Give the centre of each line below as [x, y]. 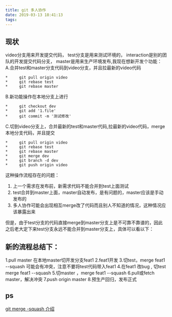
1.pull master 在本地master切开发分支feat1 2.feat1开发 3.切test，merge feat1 [85, 260]
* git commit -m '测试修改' [39, 116]
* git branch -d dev [32, 161]
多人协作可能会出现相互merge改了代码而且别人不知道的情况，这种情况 [87, 205]
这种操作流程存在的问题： [32, 175]
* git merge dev [27, 156]
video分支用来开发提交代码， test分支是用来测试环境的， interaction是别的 [84, 55]
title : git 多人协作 [26, 10]
